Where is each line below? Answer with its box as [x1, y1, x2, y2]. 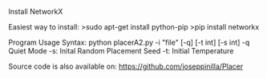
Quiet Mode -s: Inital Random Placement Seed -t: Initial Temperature [8, 46, 234, 55]
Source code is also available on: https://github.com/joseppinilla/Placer [8, 61, 244, 71]
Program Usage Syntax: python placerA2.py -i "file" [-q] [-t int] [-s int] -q [8, 38, 250, 47]
